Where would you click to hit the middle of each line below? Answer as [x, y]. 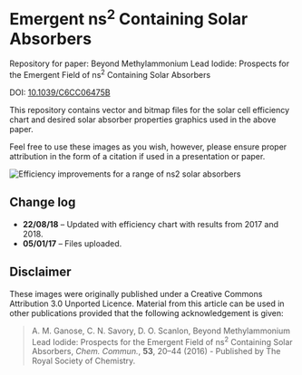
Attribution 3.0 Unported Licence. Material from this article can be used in [147, 303]
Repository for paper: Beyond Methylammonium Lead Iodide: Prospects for [150, 63]
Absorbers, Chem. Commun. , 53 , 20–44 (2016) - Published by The [156, 351]
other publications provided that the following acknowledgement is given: [146, 312]
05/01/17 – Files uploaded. [72, 243]
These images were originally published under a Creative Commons [136, 293]
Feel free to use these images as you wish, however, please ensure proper [148, 147]
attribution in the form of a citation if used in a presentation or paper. [137, 156]
